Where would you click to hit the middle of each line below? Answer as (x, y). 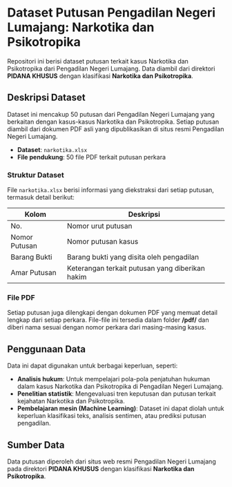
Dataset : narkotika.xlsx (52, 149)
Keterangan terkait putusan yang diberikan (136, 269)
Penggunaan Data (47, 349)
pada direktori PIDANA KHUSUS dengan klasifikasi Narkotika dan (101, 468)
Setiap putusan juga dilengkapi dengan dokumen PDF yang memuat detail (112, 313)
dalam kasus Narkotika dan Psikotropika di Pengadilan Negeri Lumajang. (120, 386)
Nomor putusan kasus (103, 242)
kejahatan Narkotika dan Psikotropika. (71, 401)
